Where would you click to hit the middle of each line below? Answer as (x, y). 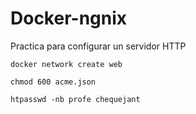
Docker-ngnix (69, 18)
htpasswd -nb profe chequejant (75, 99)
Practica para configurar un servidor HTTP (98, 46)
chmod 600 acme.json (53, 82)
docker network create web (66, 64)
